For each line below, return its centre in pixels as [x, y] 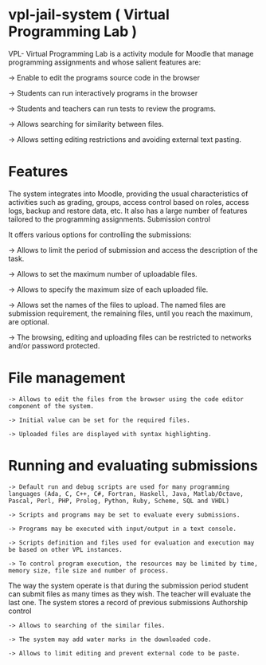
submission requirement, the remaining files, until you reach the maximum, [131, 313]
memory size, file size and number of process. [89, 571]
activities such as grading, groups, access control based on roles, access [129, 202]
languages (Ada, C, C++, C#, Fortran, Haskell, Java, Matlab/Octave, [126, 494]
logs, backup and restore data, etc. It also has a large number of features [128, 211]
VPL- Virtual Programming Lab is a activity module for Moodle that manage [131, 53]
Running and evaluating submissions [133, 466]
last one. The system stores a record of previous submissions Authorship [128, 602]
